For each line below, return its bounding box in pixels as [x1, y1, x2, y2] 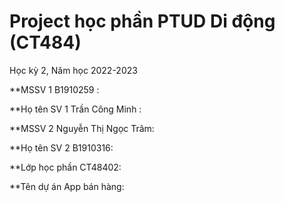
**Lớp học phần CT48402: [9, 161, 122, 173]
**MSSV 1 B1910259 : [9, 83, 100, 95]
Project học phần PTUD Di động [9, 10, 276, 33]
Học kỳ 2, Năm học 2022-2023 [9, 64, 138, 76]
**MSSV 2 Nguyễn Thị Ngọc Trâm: [9, 122, 155, 134]
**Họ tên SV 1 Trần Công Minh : [9, 103, 142, 115]
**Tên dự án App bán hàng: [9, 180, 125, 192]
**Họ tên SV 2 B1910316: [9, 141, 114, 154]
